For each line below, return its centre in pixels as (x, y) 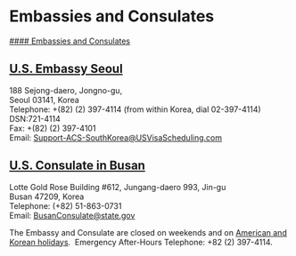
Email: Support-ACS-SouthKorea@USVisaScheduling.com (116, 137)
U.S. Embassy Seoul (66, 69)
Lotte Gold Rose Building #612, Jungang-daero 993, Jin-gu (118, 187)
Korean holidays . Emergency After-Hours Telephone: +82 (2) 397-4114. (141, 242)
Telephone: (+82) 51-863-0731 (66, 205)
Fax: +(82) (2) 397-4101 (53, 128)
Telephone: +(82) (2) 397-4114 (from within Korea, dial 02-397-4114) (135, 109)
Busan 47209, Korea (47, 196)
